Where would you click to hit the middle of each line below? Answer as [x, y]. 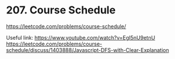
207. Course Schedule [61, 10]
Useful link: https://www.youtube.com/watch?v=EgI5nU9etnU [81, 37]
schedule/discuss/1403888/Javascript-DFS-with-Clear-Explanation [87, 50]
